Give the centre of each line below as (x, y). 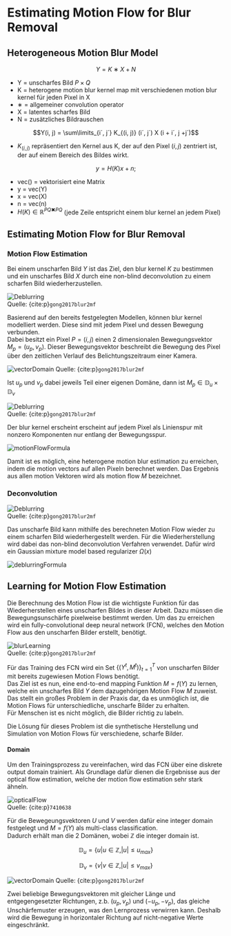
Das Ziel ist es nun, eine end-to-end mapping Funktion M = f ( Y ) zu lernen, (113, 684)
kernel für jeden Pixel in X (54, 97)
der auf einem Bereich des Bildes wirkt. (73, 155)
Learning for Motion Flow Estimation (87, 586)
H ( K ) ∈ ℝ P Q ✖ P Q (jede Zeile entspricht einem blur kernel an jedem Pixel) (119, 212)
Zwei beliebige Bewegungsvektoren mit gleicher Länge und (91, 893)
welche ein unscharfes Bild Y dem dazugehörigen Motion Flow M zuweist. (112, 691)
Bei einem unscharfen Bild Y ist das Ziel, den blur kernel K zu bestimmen (110, 269)
